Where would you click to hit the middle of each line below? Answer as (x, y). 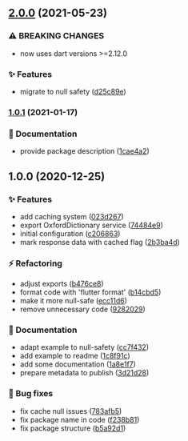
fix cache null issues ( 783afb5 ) (71, 411)
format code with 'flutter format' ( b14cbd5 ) (90, 292)
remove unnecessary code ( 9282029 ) (82, 309)
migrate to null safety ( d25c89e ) (73, 91)
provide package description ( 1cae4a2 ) (84, 151)
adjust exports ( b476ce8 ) (62, 284)
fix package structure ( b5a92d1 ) (73, 428)
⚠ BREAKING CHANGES (56, 36)
